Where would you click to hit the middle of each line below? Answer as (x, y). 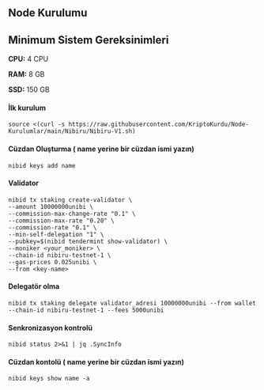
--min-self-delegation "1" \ (56, 234)
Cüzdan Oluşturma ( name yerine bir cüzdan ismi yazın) (102, 149)
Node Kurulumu (48, 13)
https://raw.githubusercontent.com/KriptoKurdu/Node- (158, 125)
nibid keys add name (42, 165)
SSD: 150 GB (29, 89)
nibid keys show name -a (49, 379)
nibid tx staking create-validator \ (70, 200)
